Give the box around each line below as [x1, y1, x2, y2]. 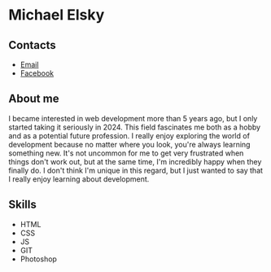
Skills [8, 198, 37, 212]
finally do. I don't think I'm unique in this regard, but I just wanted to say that [8, 165, 263, 175]
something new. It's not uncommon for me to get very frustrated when [8, 148, 244, 158]
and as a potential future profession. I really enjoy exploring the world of [8, 130, 251, 140]
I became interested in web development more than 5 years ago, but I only [8, 113, 258, 123]
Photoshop [20, 254, 57, 264]
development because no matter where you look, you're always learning [8, 139, 251, 149]
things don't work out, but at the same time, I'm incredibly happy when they [8, 156, 262, 166]
